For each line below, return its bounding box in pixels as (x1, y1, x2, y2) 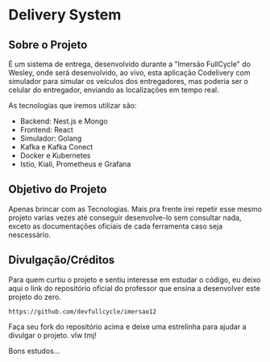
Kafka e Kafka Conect (19, 142, 93, 151)
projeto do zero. (8, 292, 62, 301)
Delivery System (8, 6, 122, 24)
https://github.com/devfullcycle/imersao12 (8, 307, 157, 316)
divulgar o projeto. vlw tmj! (8, 330, 97, 340)
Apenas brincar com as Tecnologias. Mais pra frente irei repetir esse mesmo (8, 204, 262, 213)
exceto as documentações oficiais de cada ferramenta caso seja (8, 221, 223, 231)
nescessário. (8, 229, 51, 239)
